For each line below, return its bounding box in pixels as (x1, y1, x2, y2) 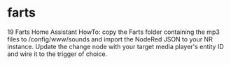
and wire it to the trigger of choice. (7, 50, 107, 58)
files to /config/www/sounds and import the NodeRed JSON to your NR (7, 35, 213, 43)
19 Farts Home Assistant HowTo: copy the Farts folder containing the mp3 (7, 28, 220, 36)
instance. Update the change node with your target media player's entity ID (7, 42, 224, 50)
